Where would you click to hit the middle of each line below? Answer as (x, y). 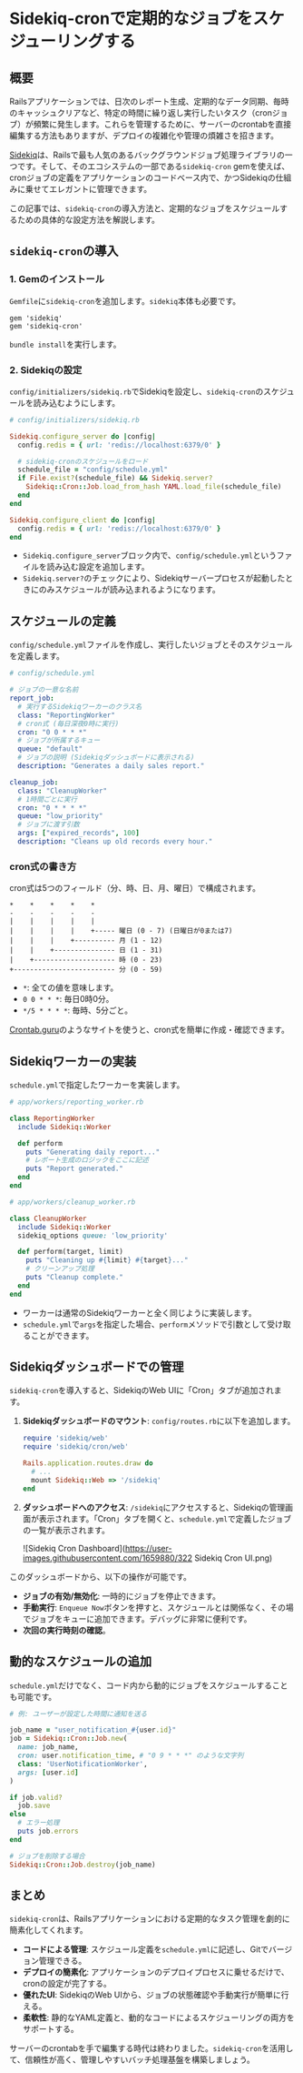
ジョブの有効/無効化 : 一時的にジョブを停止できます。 (121, 1596)
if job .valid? (36, 1797)
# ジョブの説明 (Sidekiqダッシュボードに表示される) (106, 758)
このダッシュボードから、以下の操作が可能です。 (101, 1576)
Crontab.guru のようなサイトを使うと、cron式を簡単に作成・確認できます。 (150, 1030)
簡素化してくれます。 (49, 1930)
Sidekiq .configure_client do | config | (83, 520)
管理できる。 (63, 1961)
